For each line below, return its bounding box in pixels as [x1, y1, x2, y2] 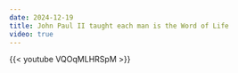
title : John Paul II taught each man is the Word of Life [9, 21, 229, 30]
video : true [9, 29, 53, 38]
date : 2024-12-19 [9, 12, 74, 22]
